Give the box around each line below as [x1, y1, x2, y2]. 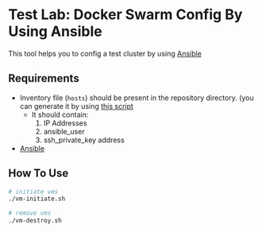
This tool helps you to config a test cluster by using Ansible [8, 48, 202, 58]
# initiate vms [8, 188, 59, 195]
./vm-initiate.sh [8, 195, 66, 203]
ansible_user [43, 126, 85, 136]
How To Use [8, 167, 69, 180]
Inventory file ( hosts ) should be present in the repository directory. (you [19, 93, 254, 102]
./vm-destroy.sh [8, 217, 62, 225]
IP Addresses [43, 118, 87, 128]
